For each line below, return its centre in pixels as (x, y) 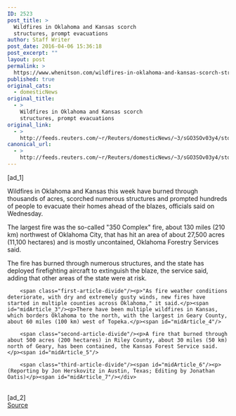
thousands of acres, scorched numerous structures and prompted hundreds (117, 198)
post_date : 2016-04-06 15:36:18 (54, 46)
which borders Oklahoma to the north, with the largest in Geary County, (118, 316)
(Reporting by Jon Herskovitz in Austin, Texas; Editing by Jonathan (111, 371)
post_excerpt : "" (33, 53)
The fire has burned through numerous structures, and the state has (106, 263)
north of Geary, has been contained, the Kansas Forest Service (103, 346)
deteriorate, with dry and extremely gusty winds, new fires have (106, 297)
